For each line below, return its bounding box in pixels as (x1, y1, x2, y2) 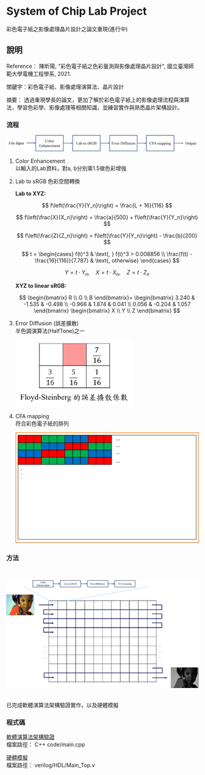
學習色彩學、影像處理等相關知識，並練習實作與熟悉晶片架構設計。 (16, 103, 183, 111)
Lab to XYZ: (15, 190, 46, 197)
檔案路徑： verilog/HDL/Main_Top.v (6, 762, 95, 769)
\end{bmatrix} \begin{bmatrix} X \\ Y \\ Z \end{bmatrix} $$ (34, 307, 181, 314)
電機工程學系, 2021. (22, 70, 71, 77)
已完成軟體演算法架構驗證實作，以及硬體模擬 (6, 701, 119, 708)
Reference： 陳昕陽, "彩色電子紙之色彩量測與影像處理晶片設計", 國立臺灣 (6, 62, 189, 70)
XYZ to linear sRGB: (15, 282, 67, 289)
